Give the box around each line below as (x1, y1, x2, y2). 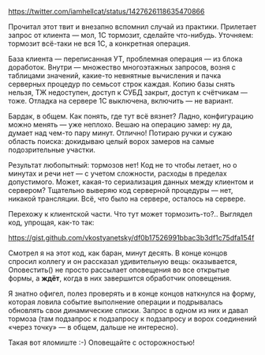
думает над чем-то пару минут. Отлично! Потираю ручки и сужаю (8, 128, 233, 138)
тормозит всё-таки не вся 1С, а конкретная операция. (8, 39, 191, 48)
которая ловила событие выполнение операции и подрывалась (8, 297, 223, 307)
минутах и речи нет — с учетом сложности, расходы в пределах (8, 169, 227, 178)
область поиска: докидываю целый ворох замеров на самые (8, 137, 215, 145)
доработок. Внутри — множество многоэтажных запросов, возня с (8, 62, 237, 72)
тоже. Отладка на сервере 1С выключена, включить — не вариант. (8, 96, 234, 105)
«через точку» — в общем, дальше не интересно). (8, 323, 179, 331)
